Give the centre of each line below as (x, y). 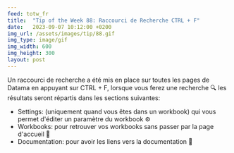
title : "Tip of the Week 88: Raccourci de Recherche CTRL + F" (104, 20)
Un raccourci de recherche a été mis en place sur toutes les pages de (109, 80)
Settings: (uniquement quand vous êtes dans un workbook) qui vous (117, 111)
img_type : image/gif (38, 40)
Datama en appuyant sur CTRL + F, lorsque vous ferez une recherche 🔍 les (117, 87)
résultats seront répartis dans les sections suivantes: (84, 98)
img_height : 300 (31, 54)
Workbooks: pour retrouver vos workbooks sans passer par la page (116, 126)
